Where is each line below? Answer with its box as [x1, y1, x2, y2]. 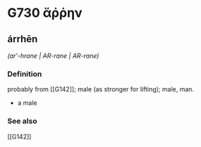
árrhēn [7, 33, 38, 45]
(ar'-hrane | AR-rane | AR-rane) [7, 51, 99, 60]
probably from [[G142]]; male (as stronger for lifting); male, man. [7, 85, 195, 94]
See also [7, 116, 37, 126]
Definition [7, 69, 42, 79]
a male [17, 98, 37, 107]
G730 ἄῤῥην [7, 5, 83, 21]
